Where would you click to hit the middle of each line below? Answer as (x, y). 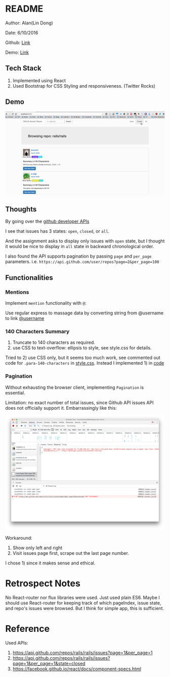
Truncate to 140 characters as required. (54, 342)
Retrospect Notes (43, 583)
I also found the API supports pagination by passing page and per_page (78, 256)
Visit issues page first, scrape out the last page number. (71, 553)
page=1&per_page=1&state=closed (49, 663)
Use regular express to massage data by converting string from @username (84, 313)
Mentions (17, 292)
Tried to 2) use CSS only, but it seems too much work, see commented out (83, 358)
